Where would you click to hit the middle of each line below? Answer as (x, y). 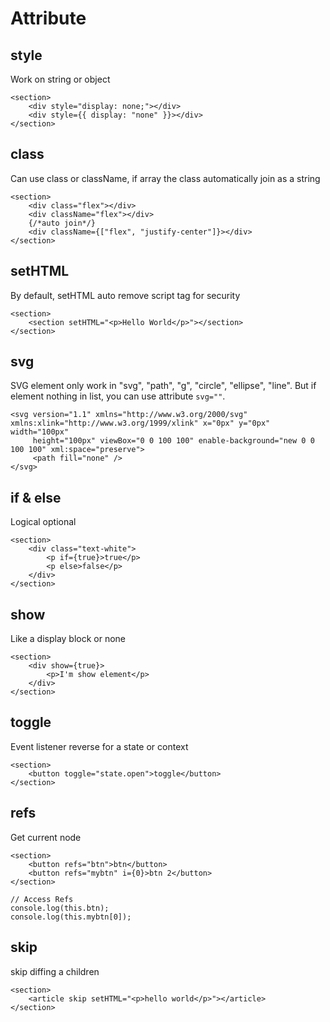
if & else (36, 497)
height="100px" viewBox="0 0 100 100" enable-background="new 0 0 (173, 441)
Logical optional (43, 522)
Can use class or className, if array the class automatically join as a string (165, 178)
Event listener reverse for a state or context (99, 746)
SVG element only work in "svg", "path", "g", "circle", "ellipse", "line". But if (163, 386)
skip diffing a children (55, 971)
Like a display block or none (68, 639)
